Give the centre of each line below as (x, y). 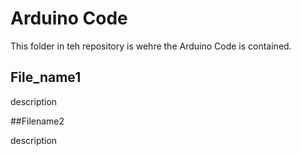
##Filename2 (37, 121)
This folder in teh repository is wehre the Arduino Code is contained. (151, 46)
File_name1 (46, 77)
